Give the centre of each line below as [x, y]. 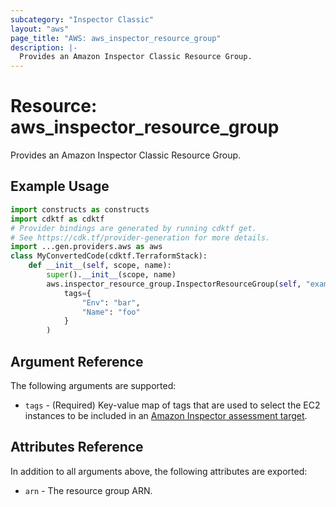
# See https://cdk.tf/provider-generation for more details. [140, 237]
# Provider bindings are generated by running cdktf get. [133, 228]
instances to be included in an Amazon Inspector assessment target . [166, 415]
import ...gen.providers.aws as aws [86, 247]
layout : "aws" [40, 29]
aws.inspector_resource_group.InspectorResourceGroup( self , [174, 284]
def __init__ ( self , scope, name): [100, 266]
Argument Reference [77, 361]
